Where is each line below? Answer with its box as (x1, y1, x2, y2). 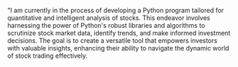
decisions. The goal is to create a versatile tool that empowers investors (7, 36, 218, 45)
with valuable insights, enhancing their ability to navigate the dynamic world (7, 44, 229, 52)
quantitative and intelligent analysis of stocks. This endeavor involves (7, 14, 211, 22)
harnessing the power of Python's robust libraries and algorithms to (7, 21, 205, 29)
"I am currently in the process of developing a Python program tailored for (7, 6, 225, 14)
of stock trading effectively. (7, 51, 88, 60)
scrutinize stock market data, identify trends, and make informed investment (7, 29, 231, 37)
